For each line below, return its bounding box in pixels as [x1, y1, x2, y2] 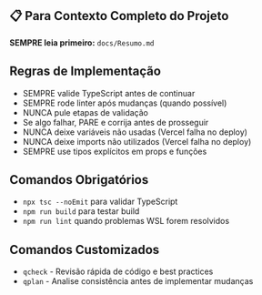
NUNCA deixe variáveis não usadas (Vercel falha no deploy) [22, 127, 248, 137]
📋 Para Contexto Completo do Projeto [9, 8, 229, 24]
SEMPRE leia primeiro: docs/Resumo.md [9, 36, 155, 48]
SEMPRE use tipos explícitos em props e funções [22, 146, 207, 157]
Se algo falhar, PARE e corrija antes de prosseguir [22, 117, 209, 127]
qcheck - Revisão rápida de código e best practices [22, 266, 214, 277]
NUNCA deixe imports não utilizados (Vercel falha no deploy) [22, 136, 252, 147]
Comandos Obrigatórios [9, 172, 149, 188]
